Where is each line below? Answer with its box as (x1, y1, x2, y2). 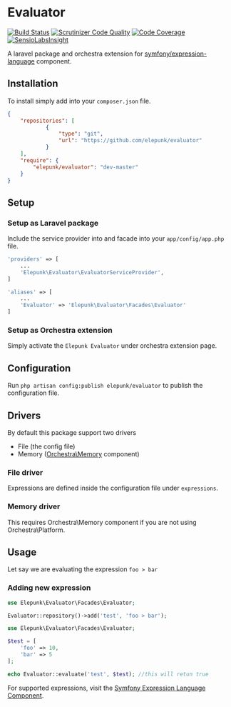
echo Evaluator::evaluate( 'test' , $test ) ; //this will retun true (7, 671, 209, 678)
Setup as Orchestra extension (7, 325, 113, 335)
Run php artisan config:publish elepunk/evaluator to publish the (7, 381, 203, 390)
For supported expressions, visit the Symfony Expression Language (7, 683, 206, 692)
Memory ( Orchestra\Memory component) (17, 449, 140, 458)
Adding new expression (7, 583, 91, 593)
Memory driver (7, 501, 61, 511)
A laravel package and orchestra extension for (7, 49, 143, 58)
